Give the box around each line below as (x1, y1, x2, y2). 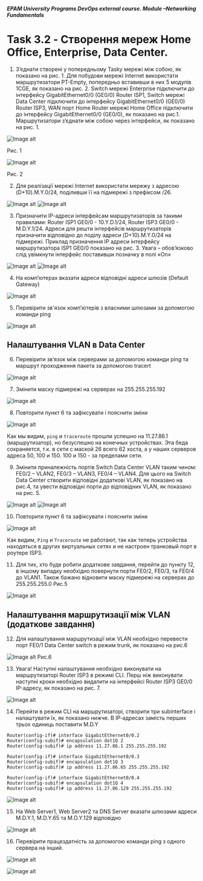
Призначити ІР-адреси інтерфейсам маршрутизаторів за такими (15, 212, 183, 219)
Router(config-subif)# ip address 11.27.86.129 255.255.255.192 (7, 785, 172, 792)
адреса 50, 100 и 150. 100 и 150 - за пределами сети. (7, 452, 143, 459)
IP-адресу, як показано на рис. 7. (15, 685, 101, 692)
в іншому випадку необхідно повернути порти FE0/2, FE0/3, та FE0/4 (15, 567, 195, 575)
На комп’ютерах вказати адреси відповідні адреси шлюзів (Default (15, 274, 189, 281)
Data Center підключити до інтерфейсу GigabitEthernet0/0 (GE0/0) (15, 98, 185, 105)
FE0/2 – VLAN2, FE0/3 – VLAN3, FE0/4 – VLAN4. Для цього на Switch (15, 470, 192, 477)
